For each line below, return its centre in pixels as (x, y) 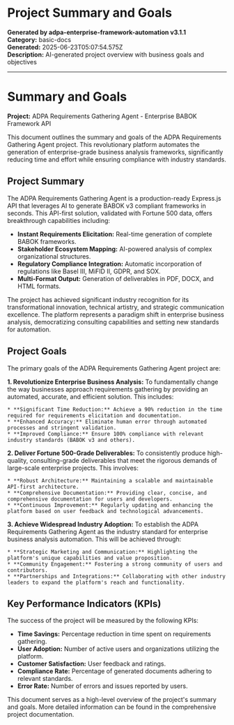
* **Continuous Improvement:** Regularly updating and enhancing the (110, 505)
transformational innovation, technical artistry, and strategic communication (116, 307)
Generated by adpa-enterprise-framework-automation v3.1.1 (97, 32)
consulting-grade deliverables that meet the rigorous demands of (123, 460)
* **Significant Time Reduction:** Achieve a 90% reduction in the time (115, 409)
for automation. (29, 329)
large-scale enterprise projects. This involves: (73, 468)
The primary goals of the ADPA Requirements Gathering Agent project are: (114, 368)
